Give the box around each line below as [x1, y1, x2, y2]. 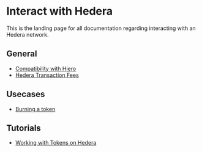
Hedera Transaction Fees [15, 71, 80, 79]
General [6, 49, 38, 59]
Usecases [6, 89, 45, 100]
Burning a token [15, 105, 56, 112]
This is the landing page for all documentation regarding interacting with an [6, 24, 196, 32]
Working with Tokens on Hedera [15, 139, 97, 147]
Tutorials [6, 123, 41, 133]
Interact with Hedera [6, 4, 113, 18]
